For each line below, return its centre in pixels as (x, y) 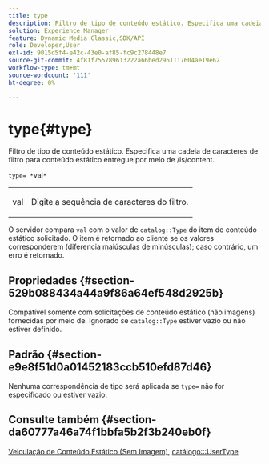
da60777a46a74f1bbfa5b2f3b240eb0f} (110, 432)
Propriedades (43, 280)
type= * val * (28, 175)
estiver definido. (35, 330)
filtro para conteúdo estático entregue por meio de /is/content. (111, 160)
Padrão (27, 354)
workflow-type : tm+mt (44, 68)
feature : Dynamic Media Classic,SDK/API (77, 38)
